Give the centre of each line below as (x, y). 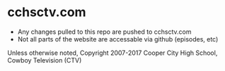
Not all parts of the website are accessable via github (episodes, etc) (118, 39)
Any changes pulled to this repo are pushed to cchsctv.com (104, 32)
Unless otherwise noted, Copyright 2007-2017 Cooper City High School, (112, 53)
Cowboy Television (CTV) (45, 60)
